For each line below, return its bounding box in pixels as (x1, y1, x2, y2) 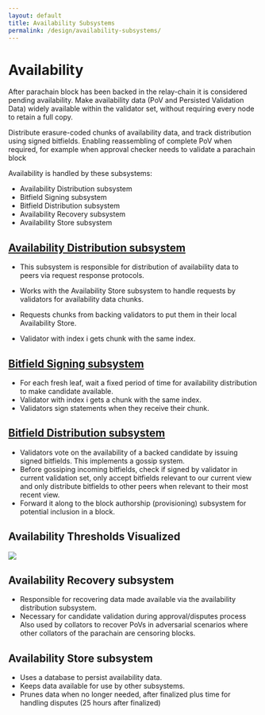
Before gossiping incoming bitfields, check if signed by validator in (19, 464, 238, 474)
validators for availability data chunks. (19, 295, 144, 304)
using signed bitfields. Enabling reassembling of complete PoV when (8, 136, 232, 146)
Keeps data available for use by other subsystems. (19, 682, 185, 691)
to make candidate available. (19, 386, 113, 396)
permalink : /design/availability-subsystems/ (8, 26, 161, 34)
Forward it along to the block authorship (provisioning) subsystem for (19, 498, 247, 508)
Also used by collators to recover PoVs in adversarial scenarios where (19, 620, 248, 630)
